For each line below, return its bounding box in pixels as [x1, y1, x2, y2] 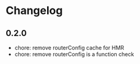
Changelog [6, 4, 63, 18]
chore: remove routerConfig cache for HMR [14, 44, 125, 51]
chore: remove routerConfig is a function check [14, 51, 134, 58]
